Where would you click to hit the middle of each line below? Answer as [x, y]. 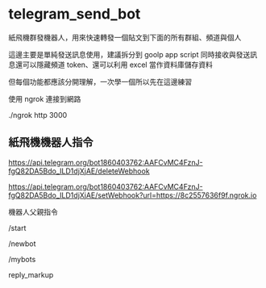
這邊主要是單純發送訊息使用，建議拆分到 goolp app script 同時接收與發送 [129, 54]
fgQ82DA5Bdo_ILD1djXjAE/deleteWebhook [79, 171]
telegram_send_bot [75, 14]
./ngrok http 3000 [38, 115]
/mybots [22, 259]
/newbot [22, 244]
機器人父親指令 [33, 211]
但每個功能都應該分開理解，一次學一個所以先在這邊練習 [100, 81]
